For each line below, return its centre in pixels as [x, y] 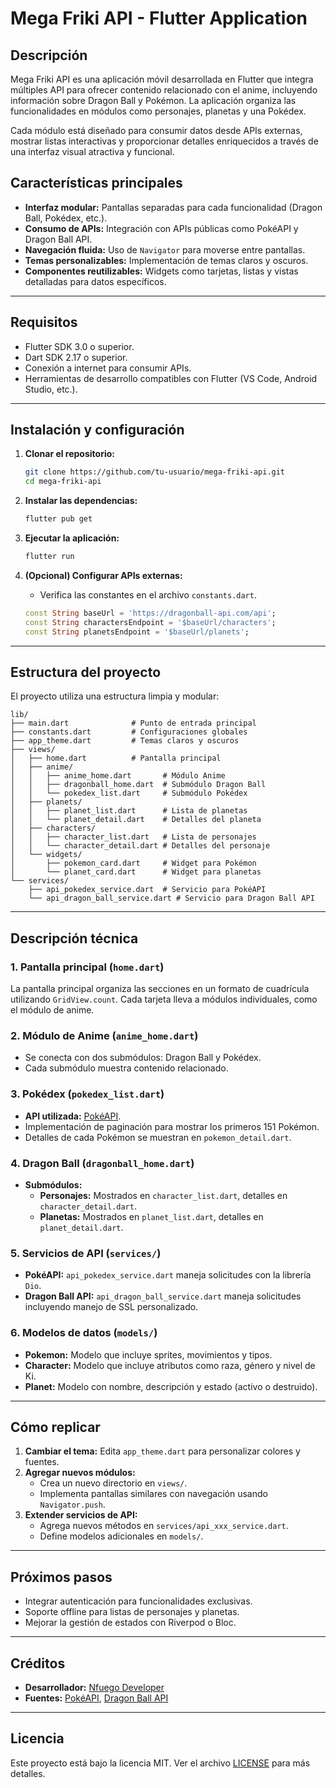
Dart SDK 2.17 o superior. [76, 357]
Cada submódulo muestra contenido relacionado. [126, 1068]
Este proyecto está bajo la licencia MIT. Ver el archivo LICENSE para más [160, 1763]
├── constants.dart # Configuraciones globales [129, 732]
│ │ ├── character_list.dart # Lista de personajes [133, 837]
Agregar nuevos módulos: [80, 1473]
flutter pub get [58, 519]
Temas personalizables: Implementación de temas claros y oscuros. [166, 260]
